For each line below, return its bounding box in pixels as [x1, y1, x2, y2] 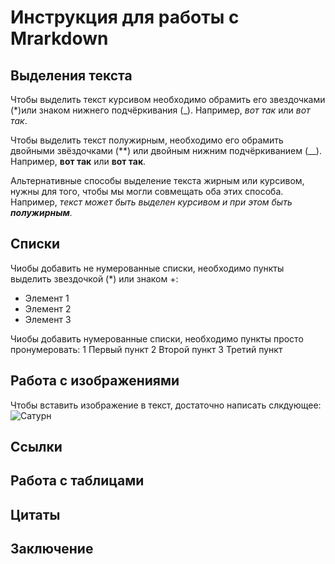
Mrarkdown [10, 27, 109, 50]
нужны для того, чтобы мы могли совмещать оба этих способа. [10, 186, 284, 197]
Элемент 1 [24, 292, 70, 304]
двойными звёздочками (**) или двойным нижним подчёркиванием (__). [10, 145, 322, 156]
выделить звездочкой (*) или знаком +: [10, 272, 179, 285]
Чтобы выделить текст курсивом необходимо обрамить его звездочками [10, 94, 326, 105]
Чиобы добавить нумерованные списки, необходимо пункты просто [10, 332, 304, 345]
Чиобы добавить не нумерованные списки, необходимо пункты [10, 262, 285, 274]
